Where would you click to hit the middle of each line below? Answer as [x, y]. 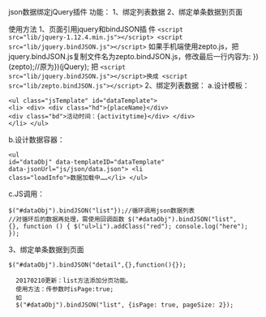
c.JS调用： [27, 194]
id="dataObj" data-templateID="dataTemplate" [86, 162]
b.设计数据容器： [36, 139]
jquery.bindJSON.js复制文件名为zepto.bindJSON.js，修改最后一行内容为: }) [134, 56]
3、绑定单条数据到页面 [46, 249]
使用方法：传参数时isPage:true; [65, 289]
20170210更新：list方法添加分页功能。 [74, 281]
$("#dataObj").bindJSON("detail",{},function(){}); [97, 265]
